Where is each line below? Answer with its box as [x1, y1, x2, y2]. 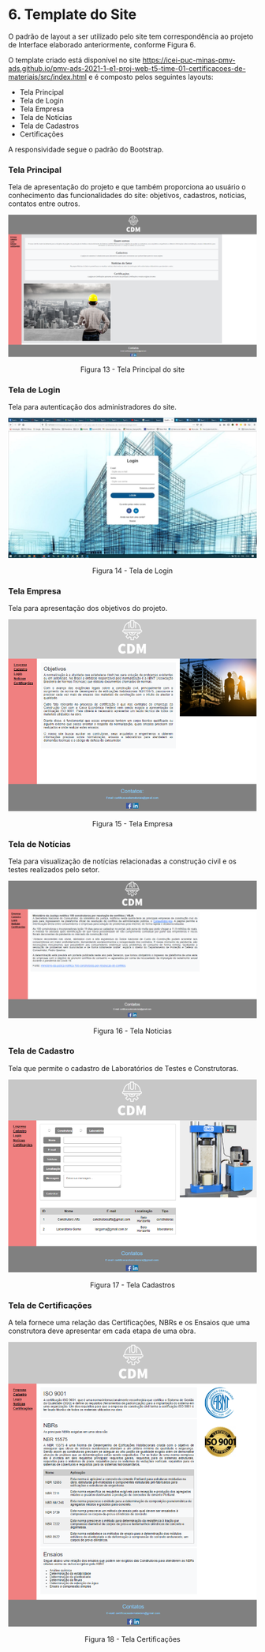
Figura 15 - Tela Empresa [91, 819, 174, 829]
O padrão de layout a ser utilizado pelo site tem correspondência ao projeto [8, 32, 254, 41]
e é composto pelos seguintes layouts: [88, 72, 214, 81]
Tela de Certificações [8, 1300, 92, 1311]
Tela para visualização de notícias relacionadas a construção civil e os [8, 856, 237, 866]
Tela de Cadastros [19, 121, 80, 130]
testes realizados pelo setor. [8, 865, 100, 875]
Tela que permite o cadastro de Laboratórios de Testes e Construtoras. [8, 1063, 239, 1073]
